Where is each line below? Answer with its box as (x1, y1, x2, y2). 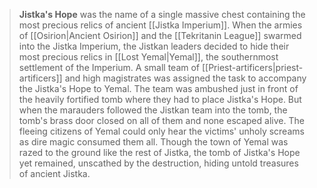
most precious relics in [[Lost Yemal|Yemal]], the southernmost (18, 51, 279, 63)
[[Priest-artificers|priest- (201, 62, 304, 73)
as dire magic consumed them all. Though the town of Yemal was (18, 136, 289, 148)
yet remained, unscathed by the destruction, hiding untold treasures (18, 157, 299, 169)
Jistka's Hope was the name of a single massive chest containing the (18, 9, 306, 20)
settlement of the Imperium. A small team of (18, 62, 201, 73)
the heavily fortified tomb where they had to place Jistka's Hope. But (18, 94, 302, 105)
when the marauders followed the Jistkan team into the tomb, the (18, 104, 288, 116)
